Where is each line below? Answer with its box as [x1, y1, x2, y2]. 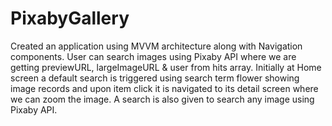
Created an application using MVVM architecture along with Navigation [10, 40, 303, 52]
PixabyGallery [10, 7, 130, 30]
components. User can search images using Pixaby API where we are [10, 50, 297, 62]
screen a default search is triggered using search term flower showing [10, 72, 300, 84]
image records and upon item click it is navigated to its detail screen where [10, 82, 319, 94]
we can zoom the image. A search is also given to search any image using [10, 93, 315, 105]
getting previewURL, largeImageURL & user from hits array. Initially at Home [10, 61, 322, 73]
